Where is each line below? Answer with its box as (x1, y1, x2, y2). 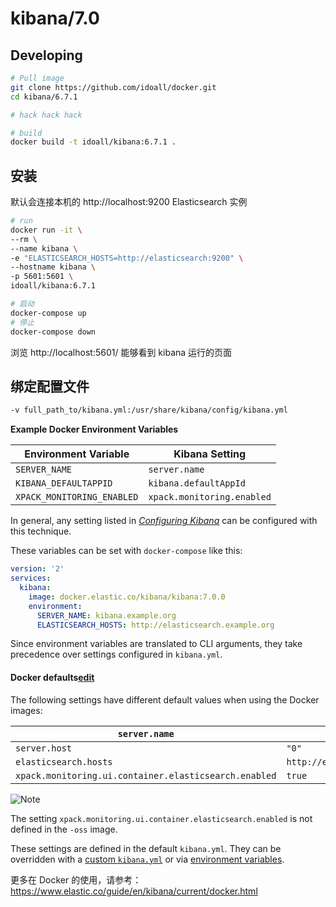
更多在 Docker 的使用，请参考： (10, 873, 142, 886)
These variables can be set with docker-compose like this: (10, 545, 243, 557)
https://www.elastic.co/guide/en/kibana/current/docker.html (10, 885, 258, 897)
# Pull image (10, 73, 65, 83)
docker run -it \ (10, 225, 83, 235)
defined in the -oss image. (10, 823, 118, 835)
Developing (10, 47, 83, 64)
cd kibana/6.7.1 (10, 92, 78, 102)
